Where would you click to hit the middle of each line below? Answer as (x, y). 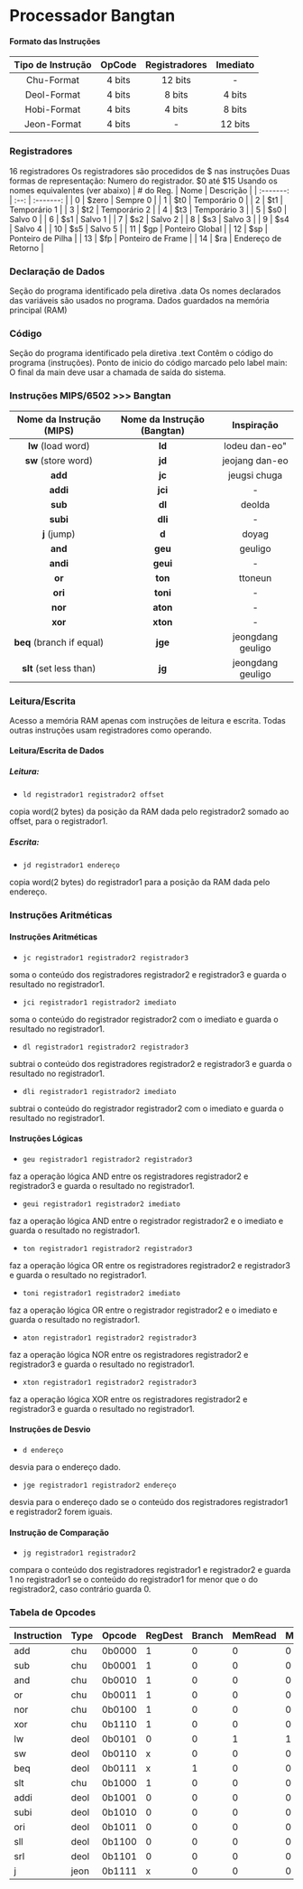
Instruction (38, 1636)
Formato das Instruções (55, 41)
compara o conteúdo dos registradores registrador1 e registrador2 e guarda (150, 1570)
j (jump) (59, 534)
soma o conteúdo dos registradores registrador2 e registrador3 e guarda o (148, 974)
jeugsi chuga (256, 475)
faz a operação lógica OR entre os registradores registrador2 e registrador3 (150, 1265)
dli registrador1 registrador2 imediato (99, 1091)
